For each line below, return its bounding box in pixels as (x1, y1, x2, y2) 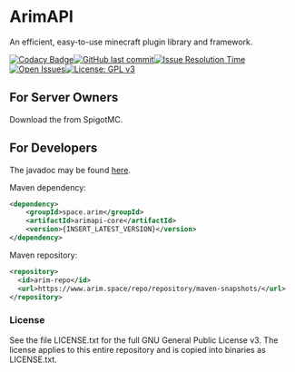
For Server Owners (9, 90, 119, 105)
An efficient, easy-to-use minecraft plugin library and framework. (9, 36, 253, 47)
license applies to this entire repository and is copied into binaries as (9, 344, 266, 355)
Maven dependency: (9, 181, 86, 192)
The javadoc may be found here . (9, 164, 132, 175)
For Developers (9, 141, 98, 156)
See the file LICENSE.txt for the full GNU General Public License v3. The (9, 334, 279, 346)
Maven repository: (9, 250, 78, 260)
